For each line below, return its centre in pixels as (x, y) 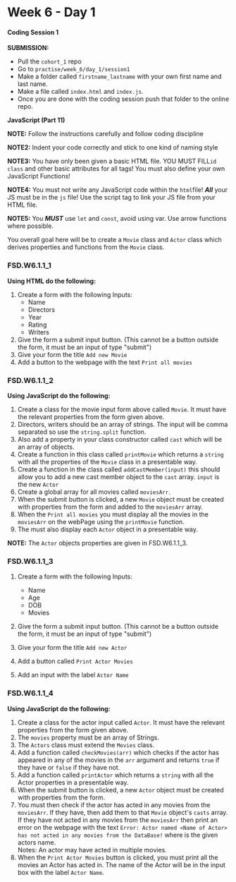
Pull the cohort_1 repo (50, 61)
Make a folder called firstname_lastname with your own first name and (119, 77)
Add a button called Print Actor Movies (75, 661)
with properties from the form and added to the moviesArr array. (110, 507)
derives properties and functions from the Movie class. (86, 247)
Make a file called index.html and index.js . (80, 92)
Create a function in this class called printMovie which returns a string (120, 454)
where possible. (31, 226)
